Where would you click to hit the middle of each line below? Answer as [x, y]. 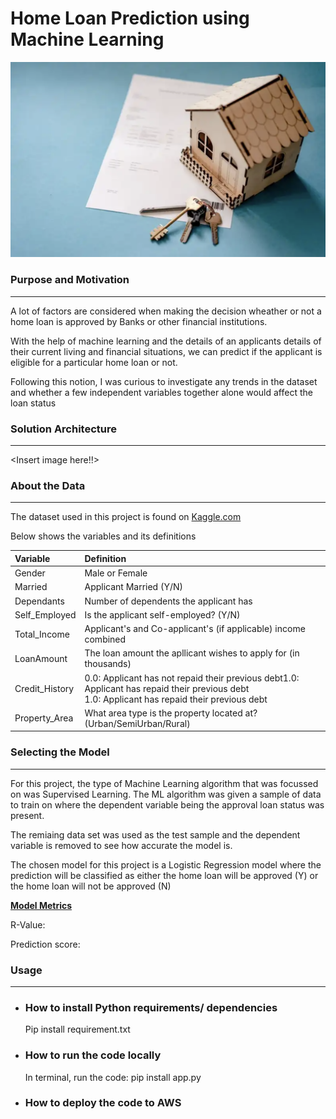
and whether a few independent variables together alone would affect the [161, 392]
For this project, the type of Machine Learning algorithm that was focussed [164, 783]
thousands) [108, 664]
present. [27, 815]
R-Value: [28, 924]
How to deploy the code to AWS [103, 1103]
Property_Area [44, 718]
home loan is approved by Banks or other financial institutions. [139, 321]
